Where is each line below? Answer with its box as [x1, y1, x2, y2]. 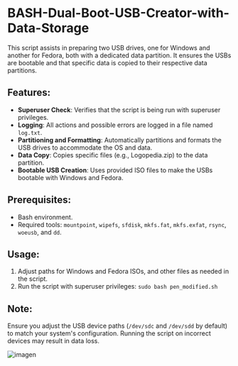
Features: [7, 87, 51, 99]
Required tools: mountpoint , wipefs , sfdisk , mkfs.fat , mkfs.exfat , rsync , [17, 220, 227, 228]
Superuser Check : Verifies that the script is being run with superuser [17, 105, 221, 114]
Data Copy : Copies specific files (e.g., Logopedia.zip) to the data [17, 150, 208, 159]
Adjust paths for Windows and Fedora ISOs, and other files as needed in [17, 267, 229, 276]
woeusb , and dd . [17, 228, 62, 236]
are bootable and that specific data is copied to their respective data [7, 58, 207, 67]
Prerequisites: [7, 194, 71, 206]
